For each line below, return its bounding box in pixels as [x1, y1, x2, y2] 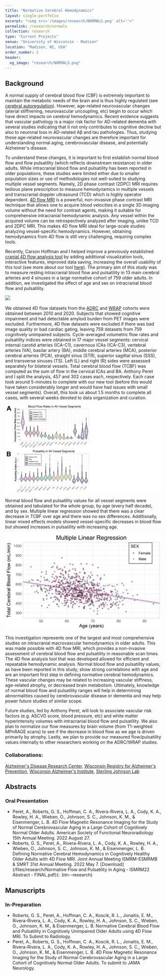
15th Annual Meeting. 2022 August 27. [12, 835, 90, 841]
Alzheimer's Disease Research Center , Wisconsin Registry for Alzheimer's [5, 763, 156, 769]
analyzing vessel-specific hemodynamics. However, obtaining [5, 229, 132, 234]
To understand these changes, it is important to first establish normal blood [5, 155, 159, 161]
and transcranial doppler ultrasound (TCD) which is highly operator [5, 191, 142, 198]
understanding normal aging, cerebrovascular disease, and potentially [5, 140, 148, 146]
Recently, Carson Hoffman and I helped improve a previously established [5, 248, 154, 255]
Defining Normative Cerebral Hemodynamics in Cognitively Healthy [12, 851, 150, 857]
